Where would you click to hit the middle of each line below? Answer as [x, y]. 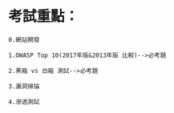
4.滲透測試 [24, 102]
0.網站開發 [24, 40]
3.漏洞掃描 [24, 86]
